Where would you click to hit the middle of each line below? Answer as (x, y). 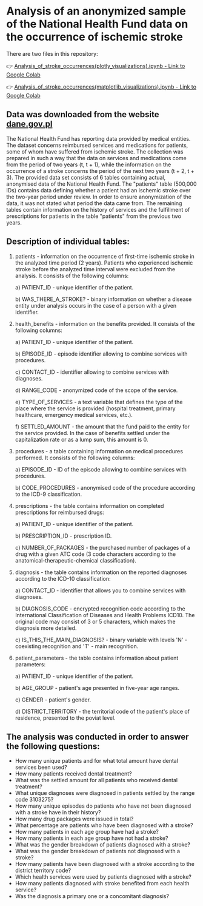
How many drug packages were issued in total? (74, 819)
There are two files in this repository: (52, 53)
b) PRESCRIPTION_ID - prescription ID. (63, 536)
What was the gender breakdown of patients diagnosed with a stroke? (103, 845)
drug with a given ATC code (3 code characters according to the (95, 554)
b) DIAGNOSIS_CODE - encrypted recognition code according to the (100, 609)
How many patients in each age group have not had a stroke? (92, 838)
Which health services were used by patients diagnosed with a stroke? (103, 877)
